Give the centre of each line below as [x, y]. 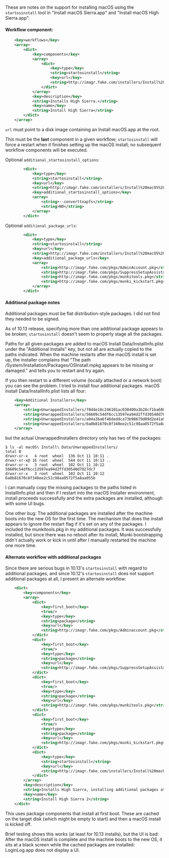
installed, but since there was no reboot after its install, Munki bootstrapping [84, 535]
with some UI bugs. [25, 504]
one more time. [21, 545]
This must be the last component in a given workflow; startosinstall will [81, 139]
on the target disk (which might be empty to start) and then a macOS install [83, 819]
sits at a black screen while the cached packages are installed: [70, 844]
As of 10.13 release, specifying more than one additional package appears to [84, 329]
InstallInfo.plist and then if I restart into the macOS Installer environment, [80, 493]
